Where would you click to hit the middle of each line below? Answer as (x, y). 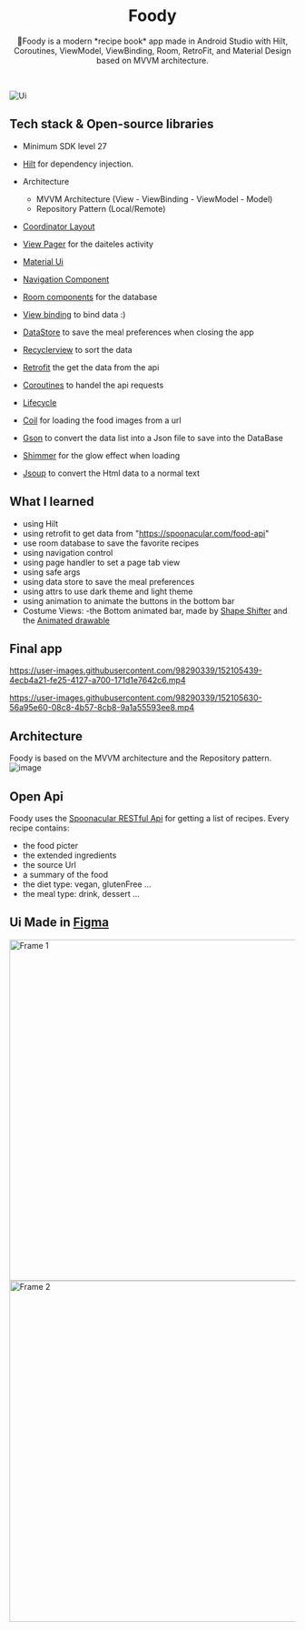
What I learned (52, 502)
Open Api (36, 796)
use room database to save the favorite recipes (111, 543)
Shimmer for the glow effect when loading (101, 455)
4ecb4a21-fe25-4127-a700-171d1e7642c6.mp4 (98, 680)
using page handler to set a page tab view (101, 562)
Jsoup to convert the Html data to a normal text (111, 473)
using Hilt (40, 523)
